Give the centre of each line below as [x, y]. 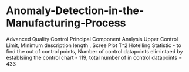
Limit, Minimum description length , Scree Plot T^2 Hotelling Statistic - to [94, 45]
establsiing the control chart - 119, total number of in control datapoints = [94, 57]
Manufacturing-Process [66, 23]
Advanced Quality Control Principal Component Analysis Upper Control [92, 39]
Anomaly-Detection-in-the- [75, 11]
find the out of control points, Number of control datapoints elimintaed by [95, 51]
